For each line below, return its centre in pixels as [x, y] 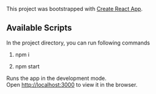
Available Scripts [39, 28]
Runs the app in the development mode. [56, 78]
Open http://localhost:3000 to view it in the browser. [72, 84]
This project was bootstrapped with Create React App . [75, 9]
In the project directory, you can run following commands [78, 43]
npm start [27, 66]
